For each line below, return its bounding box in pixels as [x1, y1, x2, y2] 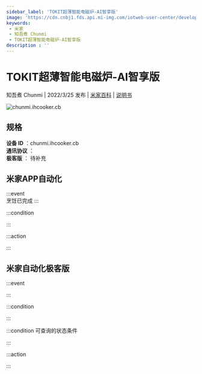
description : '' [6, 43, 50, 49]
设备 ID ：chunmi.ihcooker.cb [6, 139, 79, 146]
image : [6, 14, 23, 20]
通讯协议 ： [6, 147, 34, 154]
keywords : [6, 20, 31, 26]
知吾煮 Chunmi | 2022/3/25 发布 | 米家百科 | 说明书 [6, 91, 132, 98]
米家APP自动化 [6, 174, 62, 184]
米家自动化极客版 [6, 263, 70, 273]
